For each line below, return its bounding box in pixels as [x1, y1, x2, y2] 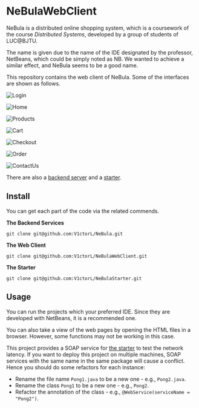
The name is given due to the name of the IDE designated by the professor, [6, 48, 194, 56]
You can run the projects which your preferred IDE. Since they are [6, 308, 171, 315]
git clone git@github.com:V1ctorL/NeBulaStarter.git [6, 275, 142, 281]
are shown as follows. [6, 80, 60, 87]
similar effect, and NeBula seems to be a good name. [6, 62, 139, 69]
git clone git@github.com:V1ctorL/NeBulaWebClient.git [6, 253, 148, 259]
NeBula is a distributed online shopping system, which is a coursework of [6, 24, 189, 31]
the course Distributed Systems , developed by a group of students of [6, 30, 178, 38]
